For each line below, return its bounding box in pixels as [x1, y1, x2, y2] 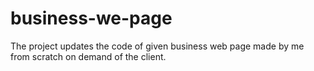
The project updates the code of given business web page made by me [10, 40, 305, 52]
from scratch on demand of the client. [10, 50, 167, 62]
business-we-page [10, 7, 173, 30]
